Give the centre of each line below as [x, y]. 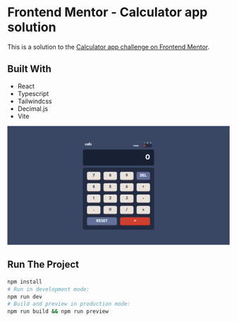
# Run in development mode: [49, 289]
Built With [29, 69]
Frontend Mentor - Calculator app [108, 12]
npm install [25, 282]
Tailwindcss [35, 101]
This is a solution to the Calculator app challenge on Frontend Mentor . [109, 47]
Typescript [33, 93]
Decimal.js [32, 108]
